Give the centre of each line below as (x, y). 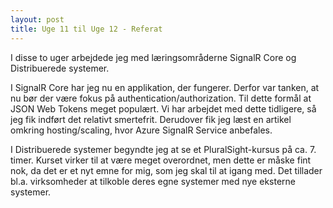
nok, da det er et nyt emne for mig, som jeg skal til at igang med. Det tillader (166, 170)
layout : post (37, 19)
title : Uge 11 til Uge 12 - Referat (86, 29)
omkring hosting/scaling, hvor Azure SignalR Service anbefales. (141, 130)
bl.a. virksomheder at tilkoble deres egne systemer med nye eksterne (153, 181)
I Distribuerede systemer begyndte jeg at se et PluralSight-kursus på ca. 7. (163, 149)
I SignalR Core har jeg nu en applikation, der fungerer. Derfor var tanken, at (165, 87)
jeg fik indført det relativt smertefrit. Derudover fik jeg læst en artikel (151, 119)
